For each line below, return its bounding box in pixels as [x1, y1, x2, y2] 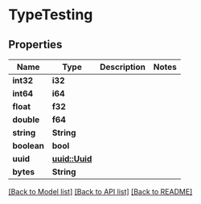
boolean [12, 141, 44, 151]
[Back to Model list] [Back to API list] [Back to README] [8, 187, 193, 196]
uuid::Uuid [51, 153, 92, 164]
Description [100, 62, 146, 72]
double [12, 114, 40, 125]
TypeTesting [8, 6, 93, 24]
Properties [8, 38, 63, 51]
